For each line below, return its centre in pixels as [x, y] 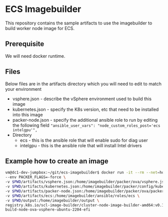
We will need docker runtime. [35, 56]
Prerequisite [25, 44]
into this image [28, 114]
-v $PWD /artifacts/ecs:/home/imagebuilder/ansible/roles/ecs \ [72, 196]
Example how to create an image [57, 161]
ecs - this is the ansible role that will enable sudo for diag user [84, 140]
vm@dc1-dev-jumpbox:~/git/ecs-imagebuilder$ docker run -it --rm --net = [82, 173]
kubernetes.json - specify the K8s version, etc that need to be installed [85, 109]
